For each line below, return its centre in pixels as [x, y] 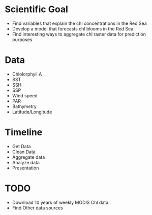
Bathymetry [24, 106]
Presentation [25, 168]
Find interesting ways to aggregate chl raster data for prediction [79, 34]
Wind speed [25, 95]
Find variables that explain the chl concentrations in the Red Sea [79, 23]
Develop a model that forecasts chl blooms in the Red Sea [73, 28]
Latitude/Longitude [32, 112]
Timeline [24, 132]
